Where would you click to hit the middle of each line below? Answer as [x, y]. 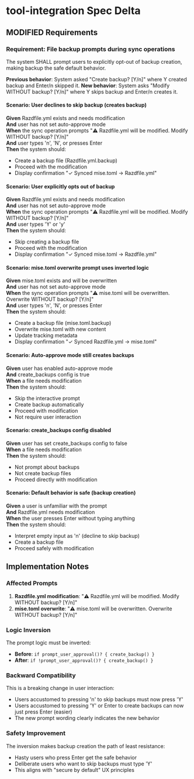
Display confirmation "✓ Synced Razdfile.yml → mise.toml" [86, 342]
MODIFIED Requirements [52, 32]
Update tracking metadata [46, 335]
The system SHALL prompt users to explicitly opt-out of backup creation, [94, 61]
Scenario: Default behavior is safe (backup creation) [71, 493]
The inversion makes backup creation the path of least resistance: [86, 746]
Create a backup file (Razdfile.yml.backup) [66, 161]
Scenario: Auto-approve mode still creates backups [70, 355]
